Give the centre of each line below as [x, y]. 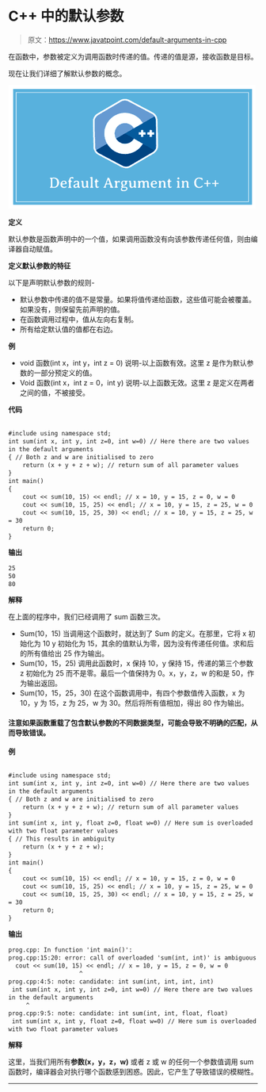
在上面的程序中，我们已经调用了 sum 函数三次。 [86, 616]
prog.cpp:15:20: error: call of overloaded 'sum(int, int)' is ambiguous [133, 958]
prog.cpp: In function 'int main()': [70, 950]
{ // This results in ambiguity [61, 839]
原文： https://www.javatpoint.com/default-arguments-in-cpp [127, 40]
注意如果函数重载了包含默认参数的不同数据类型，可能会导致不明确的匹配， [129, 722]
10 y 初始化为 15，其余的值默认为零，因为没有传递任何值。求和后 [148, 643]
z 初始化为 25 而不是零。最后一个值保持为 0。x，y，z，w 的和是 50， [133, 673]
